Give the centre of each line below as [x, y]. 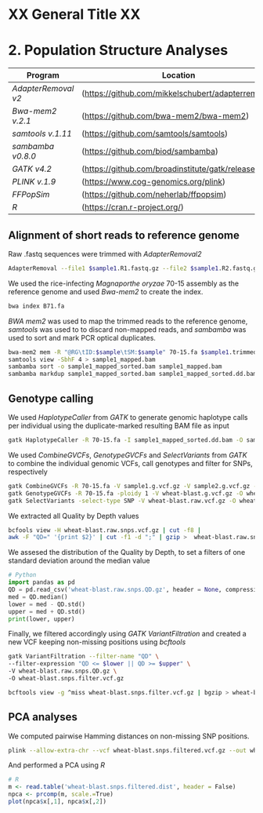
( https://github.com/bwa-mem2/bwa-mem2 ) [166, 116]
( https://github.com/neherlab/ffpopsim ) [154, 195]
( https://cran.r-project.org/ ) [133, 207]
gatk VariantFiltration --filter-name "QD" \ [83, 657]
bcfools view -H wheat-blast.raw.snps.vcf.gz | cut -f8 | [104, 530]
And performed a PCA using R [57, 765]
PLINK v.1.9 [34, 182]
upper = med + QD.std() [47, 611]
